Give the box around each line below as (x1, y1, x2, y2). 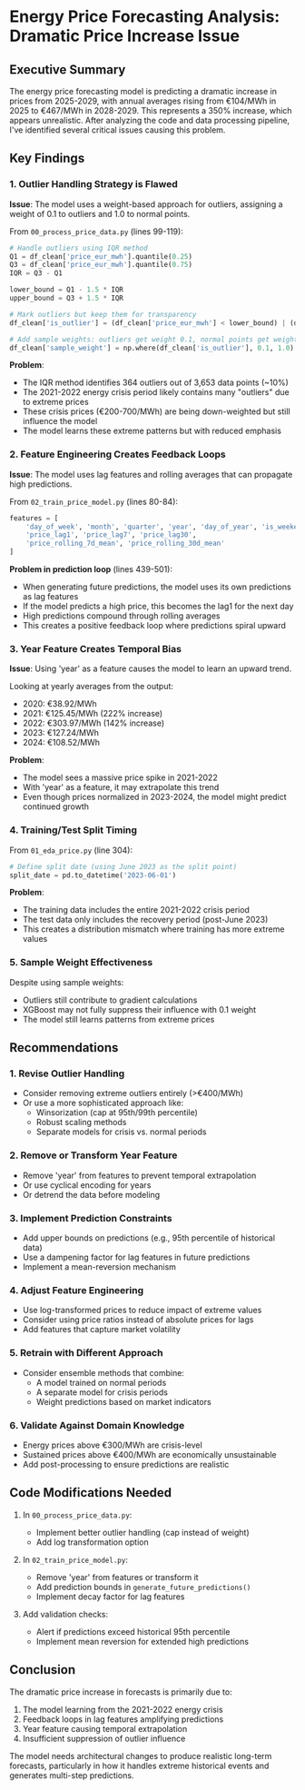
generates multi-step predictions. (9, 1769, 134, 1781)
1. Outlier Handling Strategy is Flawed (9, 178, 179, 191)
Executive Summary (9, 62, 126, 77)
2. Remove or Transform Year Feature (9, 1149, 178, 1162)
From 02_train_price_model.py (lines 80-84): (9, 496, 179, 507)
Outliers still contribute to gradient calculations (22, 994, 198, 1005)
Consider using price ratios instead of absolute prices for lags (22, 1314, 254, 1325)
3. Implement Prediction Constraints (9, 1211, 172, 1224)
